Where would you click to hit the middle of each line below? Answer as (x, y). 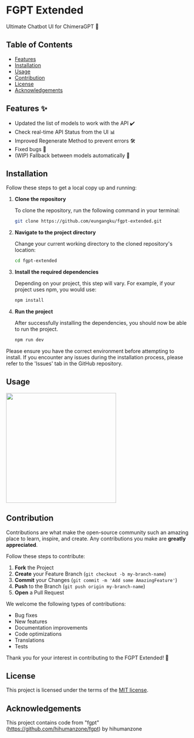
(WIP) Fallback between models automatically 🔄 (72, 155)
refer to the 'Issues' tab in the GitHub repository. (64, 363)
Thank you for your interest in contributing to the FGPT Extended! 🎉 (87, 658)
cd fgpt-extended (36, 261)
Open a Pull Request (39, 592)
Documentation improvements (51, 627)
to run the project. (36, 329)
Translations (30, 640)
